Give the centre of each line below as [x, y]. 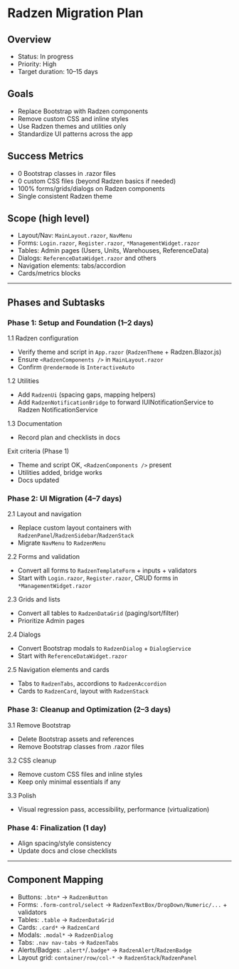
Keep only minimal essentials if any [69, 782]
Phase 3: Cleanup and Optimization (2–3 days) [89, 710]
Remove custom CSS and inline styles [73, 118]
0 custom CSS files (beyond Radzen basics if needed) [97, 181]
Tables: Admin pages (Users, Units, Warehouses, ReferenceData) [113, 251]
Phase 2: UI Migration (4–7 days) [65, 498]
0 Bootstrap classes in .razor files [67, 173]
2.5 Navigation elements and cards [58, 670]
